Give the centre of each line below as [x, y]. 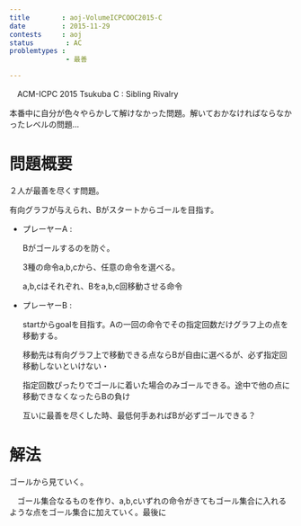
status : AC [46, 43]
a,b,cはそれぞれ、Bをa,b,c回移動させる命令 [102, 286]
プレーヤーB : [47, 305]
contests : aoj [46, 34]
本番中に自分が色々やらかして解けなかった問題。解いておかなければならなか [150, 113]
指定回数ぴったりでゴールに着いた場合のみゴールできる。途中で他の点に [156, 385]
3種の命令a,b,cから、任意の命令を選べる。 [101, 267]
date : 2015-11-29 [60, 26]
